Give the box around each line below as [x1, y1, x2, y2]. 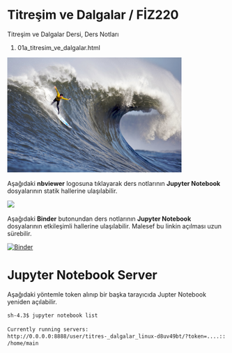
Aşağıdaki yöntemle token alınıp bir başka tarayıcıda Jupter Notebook [7, 290, 207, 299]
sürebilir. [7, 230, 33, 237]
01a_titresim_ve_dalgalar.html [17, 43, 101, 52]
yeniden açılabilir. [7, 297, 58, 306]
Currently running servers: [7, 326, 89, 333]
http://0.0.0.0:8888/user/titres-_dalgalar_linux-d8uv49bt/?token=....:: [7, 333, 226, 340]
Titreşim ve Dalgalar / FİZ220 [7, 7, 179, 23]
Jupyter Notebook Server [7, 267, 158, 283]
